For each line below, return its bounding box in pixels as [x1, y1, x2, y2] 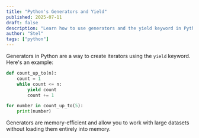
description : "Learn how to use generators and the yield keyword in [6, 25, 182, 31]
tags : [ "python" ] [6, 36, 49, 42]
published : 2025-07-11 [6, 14, 62, 20]
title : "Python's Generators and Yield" [6, 8, 108, 15]
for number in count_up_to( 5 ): [6, 103, 84, 109]
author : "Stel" [6, 31, 44, 37]
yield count [27, 86, 57, 92]
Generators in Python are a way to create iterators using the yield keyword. [6, 53, 191, 59]
